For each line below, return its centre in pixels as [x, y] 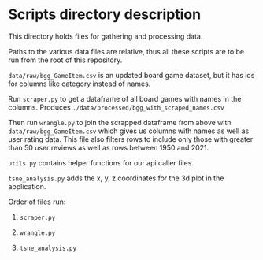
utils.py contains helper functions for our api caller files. [101, 162]
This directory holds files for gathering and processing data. [106, 36]
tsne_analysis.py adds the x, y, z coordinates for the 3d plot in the [116, 178]
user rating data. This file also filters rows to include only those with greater [131, 139]
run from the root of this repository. [65, 60]
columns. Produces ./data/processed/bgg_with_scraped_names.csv [116, 107]
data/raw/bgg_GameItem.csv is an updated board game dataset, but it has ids [131, 75]
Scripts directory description [105, 15]
